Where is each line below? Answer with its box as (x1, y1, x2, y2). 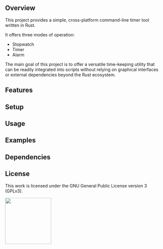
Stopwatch (12, 41, 34, 47)
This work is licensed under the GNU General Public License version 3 (5, 183, 147, 188)
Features (5, 86, 33, 94)
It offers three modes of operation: (5, 31, 75, 37)
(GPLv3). (5, 188, 23, 194)
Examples (5, 136, 36, 145)
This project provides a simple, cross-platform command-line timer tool (5, 17, 150, 23)
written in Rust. (5, 22, 36, 28)
